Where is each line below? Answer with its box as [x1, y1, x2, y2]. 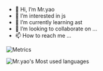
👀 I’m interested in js [15, 12, 66, 19]
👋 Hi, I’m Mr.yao [15, 6, 55, 13]
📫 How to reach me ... [15, 32, 71, 39]
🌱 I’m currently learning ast [15, 19, 83, 25]
